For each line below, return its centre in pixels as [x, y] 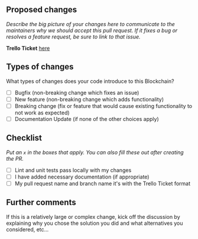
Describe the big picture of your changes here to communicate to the [91, 24]
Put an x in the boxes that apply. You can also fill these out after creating [95, 152]
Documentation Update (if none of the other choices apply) [87, 119]
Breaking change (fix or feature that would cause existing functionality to [103, 106]
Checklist [24, 138]
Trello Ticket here [28, 48]
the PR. [15, 158]
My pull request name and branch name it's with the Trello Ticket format [103, 183]
